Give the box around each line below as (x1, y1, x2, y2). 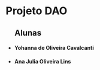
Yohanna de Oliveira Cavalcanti (14, 44, 94, 52)
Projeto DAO (5, 4, 68, 18)
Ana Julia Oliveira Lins (14, 58, 71, 65)
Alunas (14, 28, 42, 38)
